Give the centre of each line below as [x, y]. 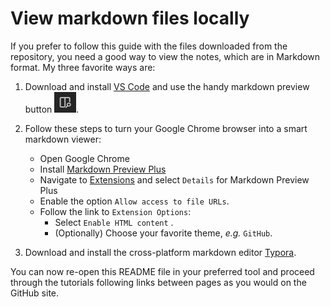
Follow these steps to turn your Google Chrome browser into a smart [166, 128]
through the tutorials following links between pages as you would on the [158, 282]
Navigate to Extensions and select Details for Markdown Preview [174, 179]
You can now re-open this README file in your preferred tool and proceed [162, 271]
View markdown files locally [130, 18]
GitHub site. [35, 293]
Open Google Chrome [84, 158]
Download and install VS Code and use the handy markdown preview [167, 86]
